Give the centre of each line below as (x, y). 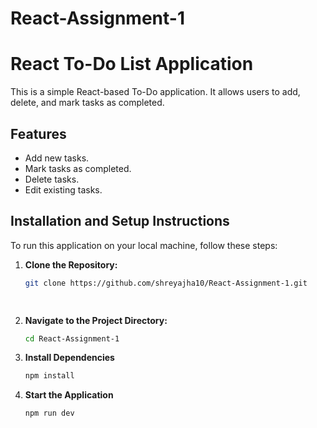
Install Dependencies (69, 358)
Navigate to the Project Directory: (96, 320)
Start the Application (69, 395)
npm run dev (49, 413)
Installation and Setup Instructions (120, 221)
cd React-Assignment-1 (72, 338)
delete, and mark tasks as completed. (87, 103)
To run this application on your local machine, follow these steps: (144, 245)
